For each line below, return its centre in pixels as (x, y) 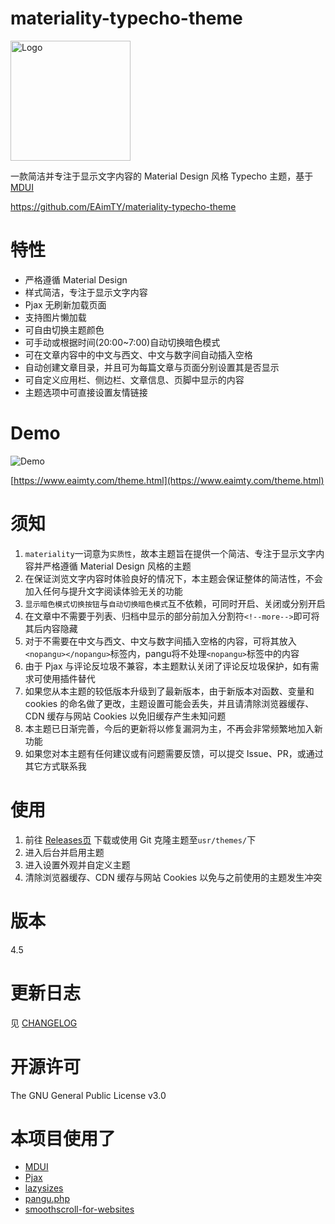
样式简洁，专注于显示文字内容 (86, 292)
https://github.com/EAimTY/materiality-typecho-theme (123, 206)
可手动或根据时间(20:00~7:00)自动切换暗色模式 (122, 342)
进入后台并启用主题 (64, 852)
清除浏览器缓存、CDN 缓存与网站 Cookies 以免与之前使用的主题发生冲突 (173, 877)
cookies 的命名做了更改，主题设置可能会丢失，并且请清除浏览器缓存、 (169, 703)
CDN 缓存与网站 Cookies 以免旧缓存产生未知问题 (125, 716)
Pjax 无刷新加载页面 (65, 304)
